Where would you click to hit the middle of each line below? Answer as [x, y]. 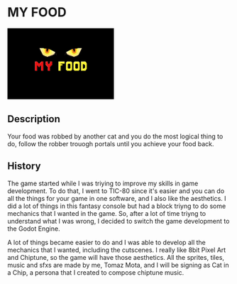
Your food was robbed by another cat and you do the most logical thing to [115, 136]
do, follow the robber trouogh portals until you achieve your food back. [111, 143]
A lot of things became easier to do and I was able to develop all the [106, 242]
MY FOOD [37, 12]
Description [34, 119]
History [24, 166]
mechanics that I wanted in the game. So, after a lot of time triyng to [107, 213]
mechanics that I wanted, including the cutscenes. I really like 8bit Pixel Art [117, 250]
